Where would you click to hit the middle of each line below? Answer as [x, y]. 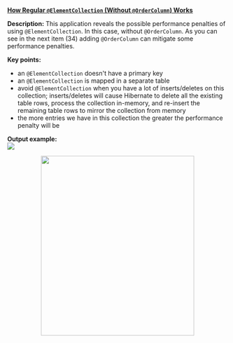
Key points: [24, 60]
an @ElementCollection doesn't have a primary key [90, 73]
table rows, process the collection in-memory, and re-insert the [109, 103]
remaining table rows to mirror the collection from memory [102, 110]
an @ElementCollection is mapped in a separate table [93, 81]
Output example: [32, 139]
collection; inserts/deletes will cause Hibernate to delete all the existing [120, 95]
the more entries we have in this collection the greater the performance [120, 118]
